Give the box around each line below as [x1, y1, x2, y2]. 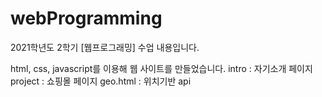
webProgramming [10, 7, 163, 30]
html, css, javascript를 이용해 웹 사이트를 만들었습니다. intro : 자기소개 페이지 [10, 62, 313, 74]
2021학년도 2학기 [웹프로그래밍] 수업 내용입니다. [10, 41, 200, 53]
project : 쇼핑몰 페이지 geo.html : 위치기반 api [10, 75, 192, 87]
